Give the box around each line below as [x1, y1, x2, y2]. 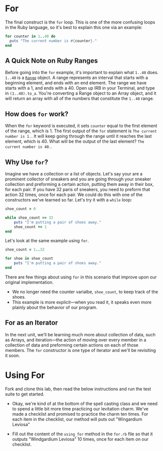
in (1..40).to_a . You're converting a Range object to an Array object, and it [5, 90, 157, 96]
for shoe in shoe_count [5, 256, 54, 261]
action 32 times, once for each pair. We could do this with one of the [5, 192, 143, 198]
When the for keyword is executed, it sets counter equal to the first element [5, 123, 158, 129]
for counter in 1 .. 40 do [5, 34, 56, 39]
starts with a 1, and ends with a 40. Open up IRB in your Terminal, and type [5, 85, 155, 91]
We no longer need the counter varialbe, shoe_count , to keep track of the [12, 289, 159, 295]
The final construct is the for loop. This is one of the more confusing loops [5, 19, 155, 25]
